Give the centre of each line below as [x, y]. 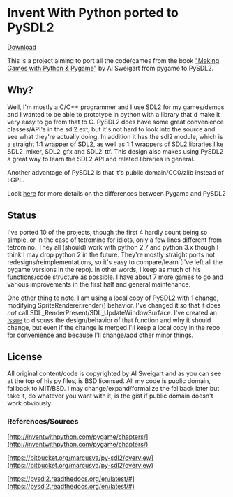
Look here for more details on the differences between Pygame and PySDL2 [117, 193]
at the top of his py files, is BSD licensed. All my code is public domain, [109, 381]
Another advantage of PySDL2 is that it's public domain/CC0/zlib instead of [116, 172]
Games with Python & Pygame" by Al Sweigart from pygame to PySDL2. [111, 68]
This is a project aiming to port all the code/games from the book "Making [113, 60]
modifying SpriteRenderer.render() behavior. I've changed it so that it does [114, 305]
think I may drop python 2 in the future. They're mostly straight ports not [111, 254]
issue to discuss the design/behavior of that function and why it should [109, 320]
